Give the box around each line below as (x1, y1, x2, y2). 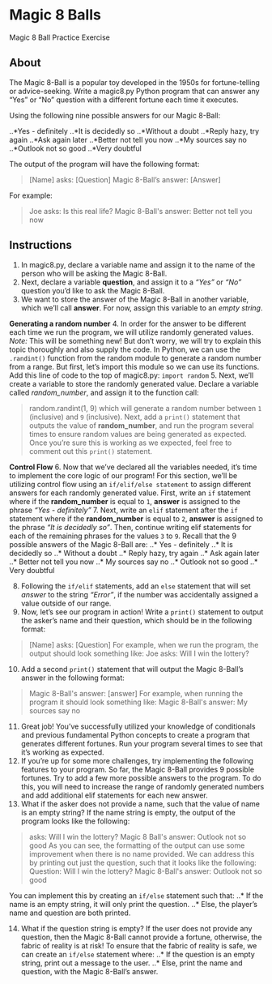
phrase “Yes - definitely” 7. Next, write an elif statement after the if (9, 505, 238, 515)
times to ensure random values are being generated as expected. (28, 429, 247, 439)
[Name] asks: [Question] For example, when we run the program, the (28, 640, 259, 649)
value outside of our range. (20, 598, 112, 608)
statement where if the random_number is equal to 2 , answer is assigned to (9, 513, 264, 524)
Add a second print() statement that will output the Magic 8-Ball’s (20, 664, 244, 674)
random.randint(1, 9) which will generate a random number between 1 (28, 403, 262, 413)
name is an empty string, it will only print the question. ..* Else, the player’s (9, 899, 258, 909)
